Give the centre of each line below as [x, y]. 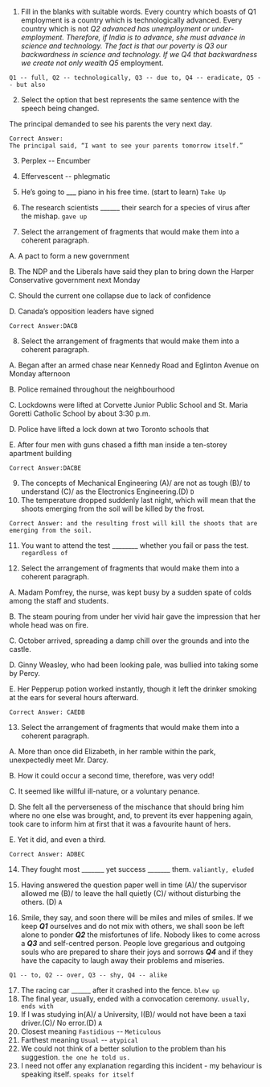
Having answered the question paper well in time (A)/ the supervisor [134, 885]
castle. [20, 649]
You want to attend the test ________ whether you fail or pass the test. [135, 546]
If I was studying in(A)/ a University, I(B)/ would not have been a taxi [133, 1014]
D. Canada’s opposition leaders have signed [82, 311]
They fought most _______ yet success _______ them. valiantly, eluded [137, 869]
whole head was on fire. [49, 625]
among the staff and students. [59, 601]
